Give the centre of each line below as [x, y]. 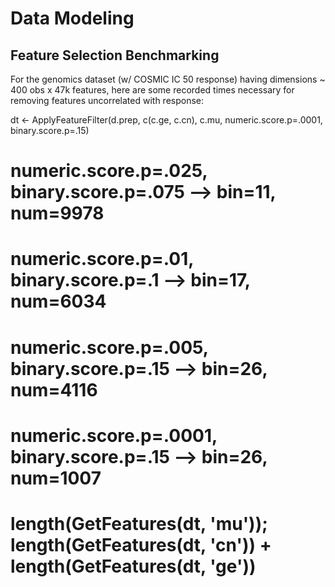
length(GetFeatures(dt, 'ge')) [133, 566]
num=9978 [57, 213]
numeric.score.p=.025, [109, 171]
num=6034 [58, 301]
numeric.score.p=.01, [102, 259]
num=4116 [54, 389]
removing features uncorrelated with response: [107, 100]
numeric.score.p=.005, [109, 347]
